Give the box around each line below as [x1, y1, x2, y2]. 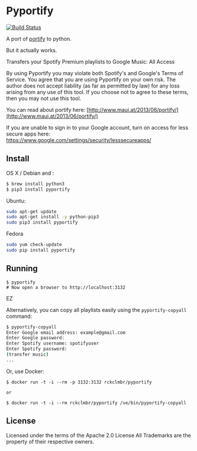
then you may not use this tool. [6, 95, 82, 102]
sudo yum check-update [6, 241, 62, 248]
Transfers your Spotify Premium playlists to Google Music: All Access [6, 58, 175, 65]
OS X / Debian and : [6, 169, 54, 176]
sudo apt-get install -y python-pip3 [6, 214, 99, 220]
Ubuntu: [6, 197, 26, 204]
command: [6, 313, 33, 320]
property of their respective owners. [6, 438, 95, 445]
